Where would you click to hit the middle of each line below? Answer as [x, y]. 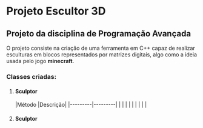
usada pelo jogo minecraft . [40, 61]
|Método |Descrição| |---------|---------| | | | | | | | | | [81, 105]
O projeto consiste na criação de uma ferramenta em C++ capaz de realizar [101, 48]
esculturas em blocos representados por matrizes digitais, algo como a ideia [102, 55]
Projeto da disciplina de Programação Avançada [99, 34]
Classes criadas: [31, 76]
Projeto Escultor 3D [56, 11]
